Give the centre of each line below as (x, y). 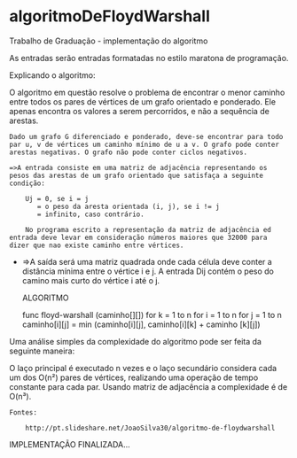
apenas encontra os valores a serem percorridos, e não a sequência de (140, 111)
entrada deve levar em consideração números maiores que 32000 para (138, 237)
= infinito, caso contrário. (90, 214)
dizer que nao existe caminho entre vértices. (97, 245)
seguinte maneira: (42, 351)
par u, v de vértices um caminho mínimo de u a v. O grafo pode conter (144, 144)
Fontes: (23, 412)
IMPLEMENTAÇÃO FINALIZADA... (70, 444)
